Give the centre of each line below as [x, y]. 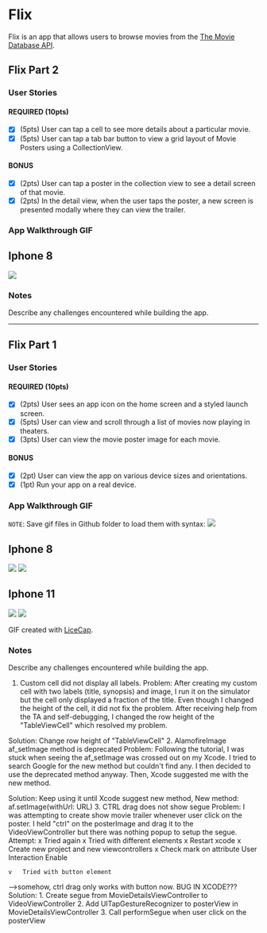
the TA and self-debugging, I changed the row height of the [117, 717]
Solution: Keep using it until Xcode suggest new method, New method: [124, 799]
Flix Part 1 [33, 345]
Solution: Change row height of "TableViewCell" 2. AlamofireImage [117, 741]
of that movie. [43, 192]
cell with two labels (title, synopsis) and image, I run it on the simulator [135, 692]
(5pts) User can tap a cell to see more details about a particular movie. [135, 130]
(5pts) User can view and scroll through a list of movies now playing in [135, 422]
